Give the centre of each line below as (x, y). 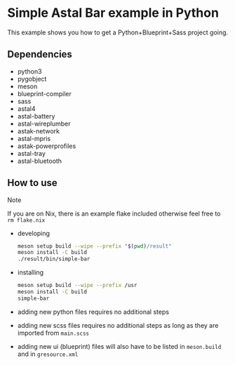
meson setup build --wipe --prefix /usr (77, 286)
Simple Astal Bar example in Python (113, 13)
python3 (29, 71)
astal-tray (31, 153)
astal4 (26, 108)
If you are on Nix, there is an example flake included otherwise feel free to (114, 213)
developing (34, 233)
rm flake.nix (26, 220)
